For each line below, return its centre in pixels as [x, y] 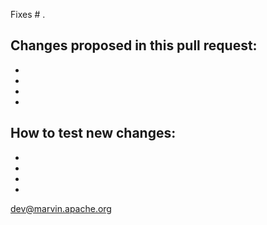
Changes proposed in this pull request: [134, 45]
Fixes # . [28, 14]
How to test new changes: [93, 133]
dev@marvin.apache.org [61, 208]
